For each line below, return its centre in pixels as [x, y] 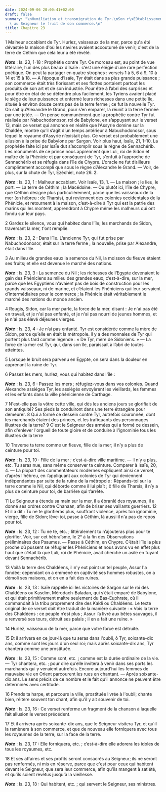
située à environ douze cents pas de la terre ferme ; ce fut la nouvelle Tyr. [80, 104]
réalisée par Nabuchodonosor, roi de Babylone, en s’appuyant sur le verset [81, 120]
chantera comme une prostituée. [38, 649]
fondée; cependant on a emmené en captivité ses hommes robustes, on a [80, 573]
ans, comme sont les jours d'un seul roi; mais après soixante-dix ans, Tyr [80, 644]
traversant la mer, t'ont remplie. [37, 228]
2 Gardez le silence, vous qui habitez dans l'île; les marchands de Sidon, [79, 223]
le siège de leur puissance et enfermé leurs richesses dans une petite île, [80, 99]
